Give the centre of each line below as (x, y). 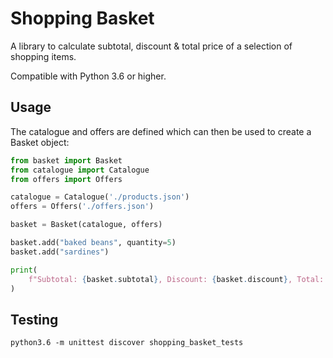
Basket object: (40, 142)
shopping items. (43, 56)
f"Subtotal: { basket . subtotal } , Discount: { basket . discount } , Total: (176, 279)
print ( (24, 270)
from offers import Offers (66, 179)
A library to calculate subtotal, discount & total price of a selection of (151, 46)
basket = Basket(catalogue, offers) (86, 225)
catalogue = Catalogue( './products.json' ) (100, 197)
